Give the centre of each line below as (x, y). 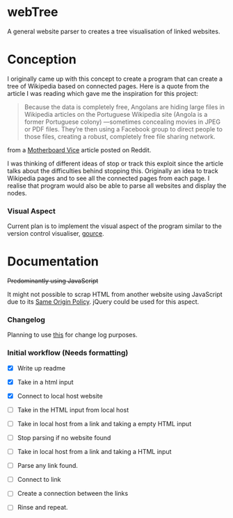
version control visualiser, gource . (56, 234)
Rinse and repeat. (42, 508)
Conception (42, 59)
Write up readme (41, 368)
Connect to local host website (60, 396)
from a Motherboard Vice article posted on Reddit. (79, 149)
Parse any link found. (48, 466)
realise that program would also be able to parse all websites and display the (117, 186)
